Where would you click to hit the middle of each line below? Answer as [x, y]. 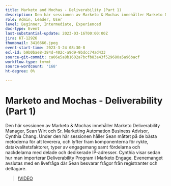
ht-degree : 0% [20, 71]
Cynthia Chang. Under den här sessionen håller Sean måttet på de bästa [81, 136]
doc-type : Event [22, 29]
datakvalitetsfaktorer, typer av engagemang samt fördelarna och [73, 147]
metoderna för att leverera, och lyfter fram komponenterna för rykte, [77, 141]
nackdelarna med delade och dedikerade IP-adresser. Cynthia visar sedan [83, 152]
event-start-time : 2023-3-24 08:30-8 [45, 48]
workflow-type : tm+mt [28, 62]
